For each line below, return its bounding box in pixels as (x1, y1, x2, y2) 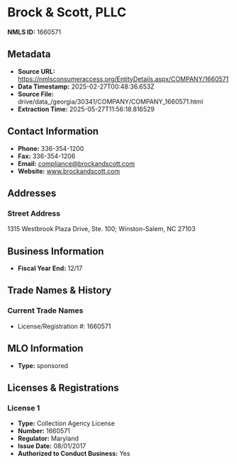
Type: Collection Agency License (17, 419, 116, 428)
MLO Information (7, 342, 84, 355)
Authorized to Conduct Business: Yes (17, 450, 130, 458)
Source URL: (17, 67, 55, 75)
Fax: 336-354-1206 (17, 152, 76, 160)
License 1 (7, 403, 40, 413)
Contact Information (7, 125, 99, 138)
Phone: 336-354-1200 (17, 144, 84, 152)
